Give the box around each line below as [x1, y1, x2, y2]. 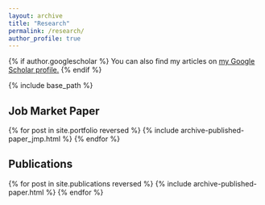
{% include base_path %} [8, 81, 93, 90]
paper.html [8, 187, 44, 197]
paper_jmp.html [8, 134, 61, 144]
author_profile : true [8, 34, 81, 43]
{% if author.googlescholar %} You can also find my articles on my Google [8, 56, 255, 66]
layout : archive [8, 11, 63, 20]
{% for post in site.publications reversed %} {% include [8, 178, 192, 188]
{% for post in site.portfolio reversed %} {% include [8, 126, 180, 136]
